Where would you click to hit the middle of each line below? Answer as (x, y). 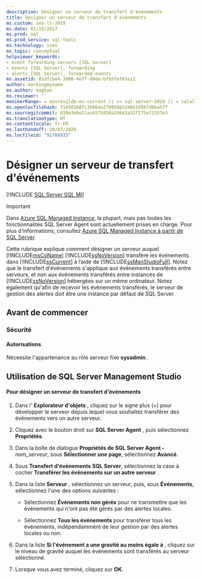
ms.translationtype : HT (36, 118)
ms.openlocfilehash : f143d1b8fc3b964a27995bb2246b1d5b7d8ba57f (87, 107)
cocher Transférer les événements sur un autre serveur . (87, 472)
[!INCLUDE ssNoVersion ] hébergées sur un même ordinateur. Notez (89, 280)
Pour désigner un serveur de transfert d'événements (74, 392)
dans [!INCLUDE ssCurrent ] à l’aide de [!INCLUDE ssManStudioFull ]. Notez (97, 261)
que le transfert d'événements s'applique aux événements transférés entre (99, 268)
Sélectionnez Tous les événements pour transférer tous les (98, 520)
